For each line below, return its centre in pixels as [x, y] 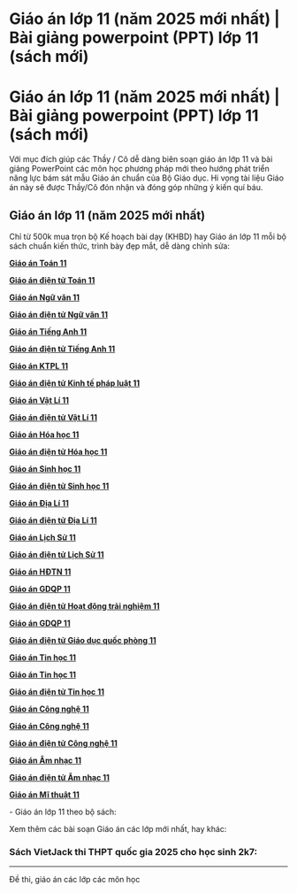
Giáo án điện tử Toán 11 [52, 280]
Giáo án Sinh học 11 [45, 468]
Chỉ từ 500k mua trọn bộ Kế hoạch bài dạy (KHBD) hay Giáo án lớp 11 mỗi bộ [148, 236]
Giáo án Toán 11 [38, 263]
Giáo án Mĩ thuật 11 [44, 794]
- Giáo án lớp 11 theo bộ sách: [63, 812]
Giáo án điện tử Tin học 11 [57, 691]
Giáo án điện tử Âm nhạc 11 [60, 777]
